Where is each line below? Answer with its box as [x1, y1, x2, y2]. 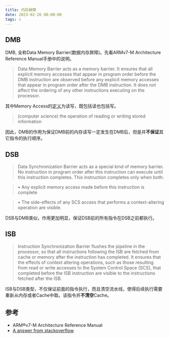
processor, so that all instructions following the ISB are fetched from [17, 248, 159, 255]
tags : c [5, 17, 22, 22]
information [17, 119, 42, 125]
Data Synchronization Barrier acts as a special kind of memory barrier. [17, 163, 164, 170]
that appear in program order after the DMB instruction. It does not [17, 82, 156, 88]
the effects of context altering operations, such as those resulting [17, 259, 154, 265]
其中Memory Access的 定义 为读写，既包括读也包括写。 [5, 103, 119, 109]
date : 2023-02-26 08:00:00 [5, 12, 62, 17]
